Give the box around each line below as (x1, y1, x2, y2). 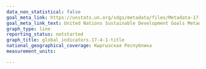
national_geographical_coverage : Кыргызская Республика (6, 43, 152, 49)
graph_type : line (6, 25, 51, 32)
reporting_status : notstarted (6, 31, 84, 38)
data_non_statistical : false (6, 8, 81, 15)
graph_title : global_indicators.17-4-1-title (6, 37, 124, 43)
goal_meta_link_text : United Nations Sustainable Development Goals (6, 20, 185, 26)
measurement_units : (6, 48, 56, 54)
